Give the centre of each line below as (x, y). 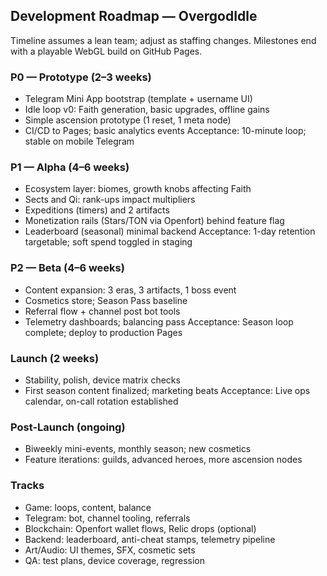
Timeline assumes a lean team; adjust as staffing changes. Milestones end (163, 40)
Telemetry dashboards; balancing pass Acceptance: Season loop (159, 321)
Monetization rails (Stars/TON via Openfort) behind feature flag (154, 221)
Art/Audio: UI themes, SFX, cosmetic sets (110, 550)
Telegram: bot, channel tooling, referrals (107, 518)
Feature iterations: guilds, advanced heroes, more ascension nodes (163, 460)
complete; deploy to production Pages (103, 332)
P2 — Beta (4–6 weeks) (67, 268)
